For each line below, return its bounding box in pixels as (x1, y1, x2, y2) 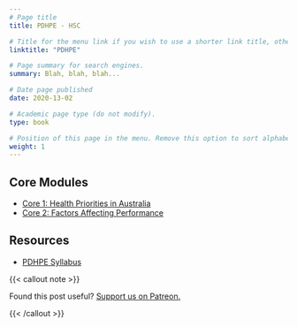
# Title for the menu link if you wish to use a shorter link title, (9, 37, 271, 46)
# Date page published (9, 86, 93, 95)
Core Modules (9, 174, 88, 190)
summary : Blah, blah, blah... (9, 70, 121, 79)
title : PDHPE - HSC (9, 21, 81, 30)
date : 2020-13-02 (9, 94, 73, 103)
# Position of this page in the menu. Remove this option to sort (9, 133, 259, 142)
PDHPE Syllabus (21, 256, 82, 267)
